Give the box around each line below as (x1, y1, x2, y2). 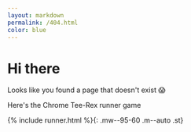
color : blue (7, 26, 46, 34)
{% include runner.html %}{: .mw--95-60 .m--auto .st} (7, 116, 184, 125)
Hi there (7, 59, 61, 77)
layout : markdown (7, 11, 64, 20)
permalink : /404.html (7, 19, 79, 27)
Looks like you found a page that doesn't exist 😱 (7, 85, 166, 95)
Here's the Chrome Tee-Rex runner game (7, 101, 141, 110)
